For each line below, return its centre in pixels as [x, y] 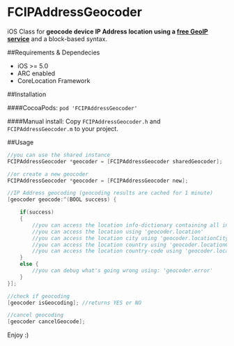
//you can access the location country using [100, 245]
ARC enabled [36, 73]
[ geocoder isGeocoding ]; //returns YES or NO [74, 303]
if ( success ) [37, 212]
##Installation [27, 94]
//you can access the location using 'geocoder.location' [118, 232]
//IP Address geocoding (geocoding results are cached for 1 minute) [110, 193]
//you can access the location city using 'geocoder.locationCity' [132, 238]
